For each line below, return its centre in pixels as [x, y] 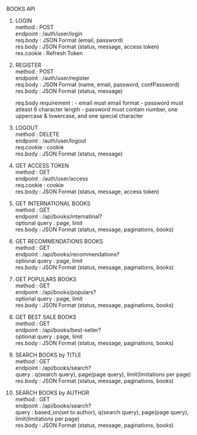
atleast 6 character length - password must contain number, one [96, 109]
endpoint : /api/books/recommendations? [67, 254]
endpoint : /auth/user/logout [51, 141]
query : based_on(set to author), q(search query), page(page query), [102, 412]
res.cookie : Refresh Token [49, 53]
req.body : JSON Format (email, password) [69, 40]
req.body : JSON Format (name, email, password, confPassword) [97, 84]
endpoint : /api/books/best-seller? [58, 330]
